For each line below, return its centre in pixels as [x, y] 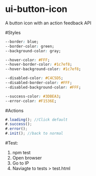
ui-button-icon [36, 9]
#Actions [14, 110]
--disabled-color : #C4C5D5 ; [34, 78]
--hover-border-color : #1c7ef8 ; [39, 65]
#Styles [13, 32]
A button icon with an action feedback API [48, 23]
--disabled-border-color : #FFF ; [39, 83]
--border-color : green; [30, 46]
